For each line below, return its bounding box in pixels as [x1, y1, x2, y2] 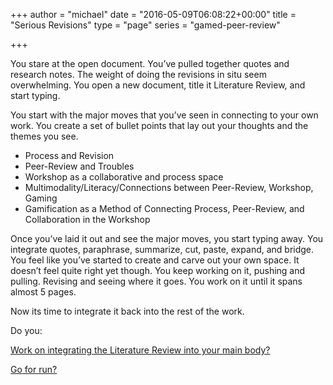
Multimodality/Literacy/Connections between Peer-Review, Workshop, [24, 182, 314, 193]
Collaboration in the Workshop [24, 214, 151, 225]
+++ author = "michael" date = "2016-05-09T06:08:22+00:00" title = [10, 9, 297, 20]
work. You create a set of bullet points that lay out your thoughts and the [10, 120, 309, 131]
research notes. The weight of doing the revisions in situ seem [10, 69, 267, 80]
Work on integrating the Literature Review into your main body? [10, 344, 271, 356]
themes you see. [10, 130, 79, 142]
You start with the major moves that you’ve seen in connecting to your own [10, 109, 319, 121]
